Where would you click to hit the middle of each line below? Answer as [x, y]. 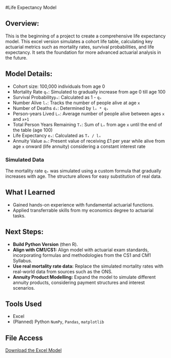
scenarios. [24, 288]
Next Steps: [24, 232]
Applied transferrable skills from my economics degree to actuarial [83, 210]
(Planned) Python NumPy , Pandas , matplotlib [58, 322]
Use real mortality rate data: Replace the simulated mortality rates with [88, 266]
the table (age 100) [33, 130]
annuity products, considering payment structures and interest [79, 282]
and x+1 [21, 119]
